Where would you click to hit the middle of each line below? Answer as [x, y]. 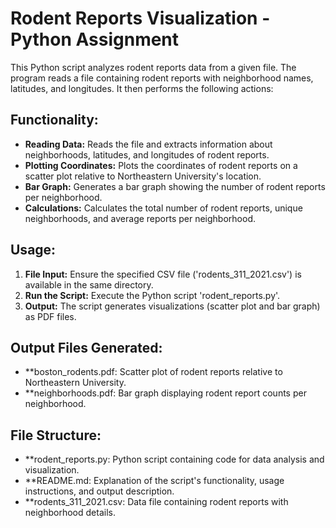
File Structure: [56, 435]
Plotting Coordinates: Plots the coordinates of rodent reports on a [161, 165]
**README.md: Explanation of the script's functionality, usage [154, 481]
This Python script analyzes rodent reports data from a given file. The [153, 67]
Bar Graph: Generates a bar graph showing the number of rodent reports [175, 186]
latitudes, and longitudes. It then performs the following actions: [142, 88]
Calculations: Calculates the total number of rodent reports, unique [163, 208]
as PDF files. [50, 316]
